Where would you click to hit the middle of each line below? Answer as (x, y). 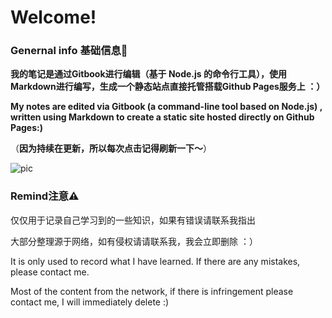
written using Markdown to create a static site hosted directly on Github (162, 117)
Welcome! (53, 17)
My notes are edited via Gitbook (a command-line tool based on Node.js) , (166, 107)
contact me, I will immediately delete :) (90, 302)
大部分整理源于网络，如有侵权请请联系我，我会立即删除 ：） (134, 241)
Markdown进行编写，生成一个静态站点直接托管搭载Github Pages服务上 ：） (168, 87)
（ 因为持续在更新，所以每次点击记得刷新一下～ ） (111, 148)
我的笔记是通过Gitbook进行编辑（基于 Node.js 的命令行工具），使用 (148, 74)
